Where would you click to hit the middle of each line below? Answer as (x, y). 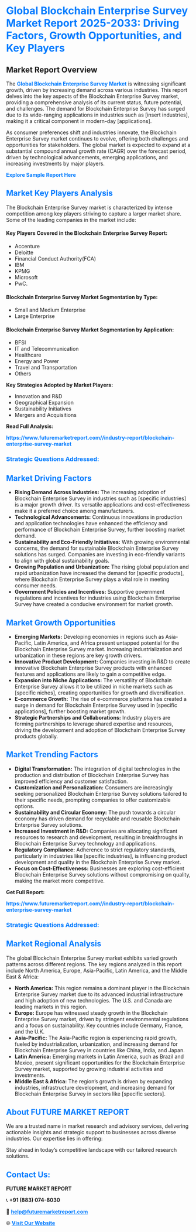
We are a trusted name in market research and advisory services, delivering (97, 1126)
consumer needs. (36, 586)
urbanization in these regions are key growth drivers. (78, 655)
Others (23, 374)
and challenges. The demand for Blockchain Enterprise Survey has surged (96, 109)
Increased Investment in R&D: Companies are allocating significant (96, 831)
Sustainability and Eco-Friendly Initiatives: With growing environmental (102, 542)
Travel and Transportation (46, 368)
